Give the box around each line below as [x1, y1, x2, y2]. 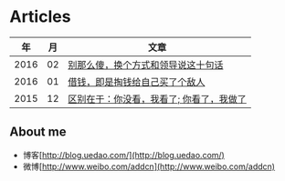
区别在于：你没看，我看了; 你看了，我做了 [68, 93, 247, 106]
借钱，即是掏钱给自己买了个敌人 [68, 75, 206, 88]
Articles [9, 6, 71, 27]
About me [9, 125, 67, 140]
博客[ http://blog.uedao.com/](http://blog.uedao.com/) [22, 149, 226, 160]
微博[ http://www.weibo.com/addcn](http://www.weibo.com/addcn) [22, 161, 276, 172]
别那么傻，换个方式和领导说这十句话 [68, 58, 224, 71]
